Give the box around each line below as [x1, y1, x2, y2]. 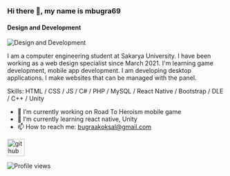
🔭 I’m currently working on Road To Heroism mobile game [17, 108, 182, 116]
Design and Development [7, 23, 82, 32]
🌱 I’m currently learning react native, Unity [17, 115, 138, 123]
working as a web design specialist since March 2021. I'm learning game [7, 59, 214, 67]
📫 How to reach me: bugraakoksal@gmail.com [17, 123, 152, 131]
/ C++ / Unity [7, 94, 45, 102]
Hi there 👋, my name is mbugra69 [7, 6, 121, 16]
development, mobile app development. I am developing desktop [7, 67, 192, 75]
